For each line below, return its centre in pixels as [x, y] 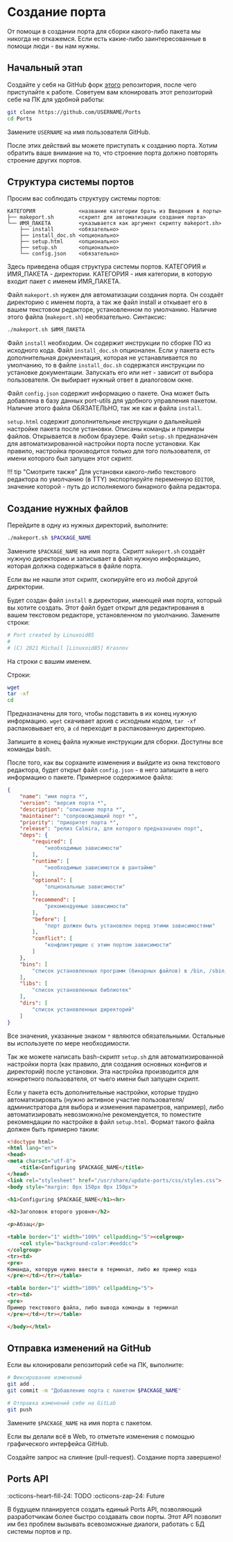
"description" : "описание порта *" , [73, 810]
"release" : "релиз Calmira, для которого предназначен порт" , [111, 829]
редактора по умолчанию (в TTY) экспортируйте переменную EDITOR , [111, 479]
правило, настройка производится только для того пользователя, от [109, 451]
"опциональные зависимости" [85, 887]
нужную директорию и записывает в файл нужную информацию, [104, 558]
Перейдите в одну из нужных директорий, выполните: [88, 525]
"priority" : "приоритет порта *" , [69, 822]
